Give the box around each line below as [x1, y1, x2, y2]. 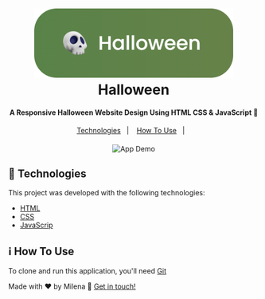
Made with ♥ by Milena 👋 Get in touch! [8, 281, 137, 291]
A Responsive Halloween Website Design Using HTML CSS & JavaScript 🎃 [9, 108, 259, 117]
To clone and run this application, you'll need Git [8, 266, 167, 276]
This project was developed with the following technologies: [8, 188, 205, 198]
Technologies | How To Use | [76, 125, 185, 135]
